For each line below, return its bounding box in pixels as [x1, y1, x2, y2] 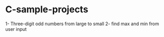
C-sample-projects [5, 4, 89, 15]
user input [5, 26, 27, 32]
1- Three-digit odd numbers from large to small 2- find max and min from [5, 21, 159, 27]
